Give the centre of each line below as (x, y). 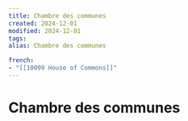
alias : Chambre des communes (57, 46)
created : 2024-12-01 (43, 23)
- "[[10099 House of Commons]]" (63, 68)
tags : (17, 38)
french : (21, 60)
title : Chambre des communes (57, 16)
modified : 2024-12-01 (45, 31)
